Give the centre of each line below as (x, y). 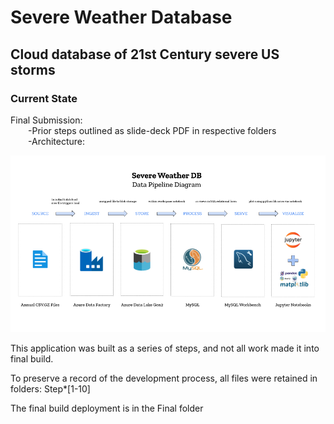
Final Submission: (46, 120)
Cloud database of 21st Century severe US (145, 54)
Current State (44, 98)
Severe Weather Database (121, 17)
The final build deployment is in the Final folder (107, 408)
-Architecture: (57, 141)
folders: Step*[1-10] (50, 389)
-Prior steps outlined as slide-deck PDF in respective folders (152, 130)
